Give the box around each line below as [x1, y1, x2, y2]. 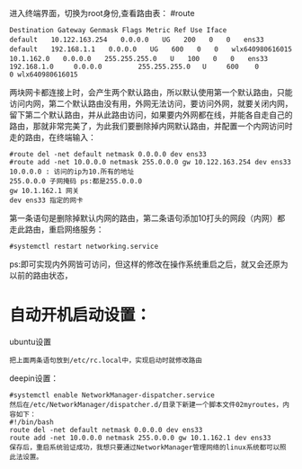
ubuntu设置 [9, 336, 52, 347]
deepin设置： [9, 372, 59, 384]
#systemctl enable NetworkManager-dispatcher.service [9, 390, 216, 400]
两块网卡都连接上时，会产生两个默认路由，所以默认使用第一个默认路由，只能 [9, 87, 293, 97]
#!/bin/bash [9, 417, 54, 427]
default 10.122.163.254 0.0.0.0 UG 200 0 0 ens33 [9, 35, 264, 44]
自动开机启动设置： [9, 305, 152, 325]
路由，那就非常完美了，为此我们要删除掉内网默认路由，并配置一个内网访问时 [9, 120, 293, 131]
